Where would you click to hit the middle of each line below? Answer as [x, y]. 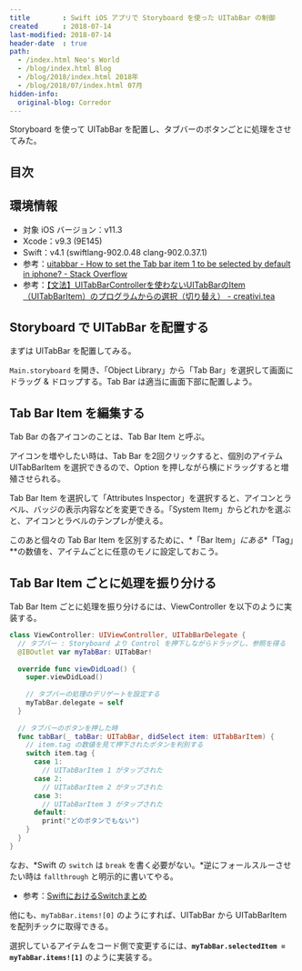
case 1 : [48, 762]
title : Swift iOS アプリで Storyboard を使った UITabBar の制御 [142, 18]
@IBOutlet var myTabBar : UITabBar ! [85, 652]
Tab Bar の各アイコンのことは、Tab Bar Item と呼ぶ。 [110, 436]
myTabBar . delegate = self [75, 703]
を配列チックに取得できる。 [61, 926]
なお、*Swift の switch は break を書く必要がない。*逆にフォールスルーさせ [151, 865]
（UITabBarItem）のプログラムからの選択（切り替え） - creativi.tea [149, 295]
